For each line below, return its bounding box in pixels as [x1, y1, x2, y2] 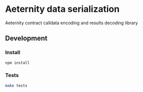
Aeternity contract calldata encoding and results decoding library [5, 20, 138, 26]
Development [5, 34, 48, 43]
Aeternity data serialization [5, 3, 120, 15]
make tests [5, 83, 28, 88]
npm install [5, 60, 30, 65]
